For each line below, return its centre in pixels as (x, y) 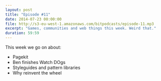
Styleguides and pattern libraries (46, 67)
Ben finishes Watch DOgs (39, 62)
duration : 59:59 (22, 33)
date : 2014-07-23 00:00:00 (33, 19)
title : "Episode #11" (28, 14)
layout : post (19, 10)
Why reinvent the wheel (37, 73)
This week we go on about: (33, 47)
